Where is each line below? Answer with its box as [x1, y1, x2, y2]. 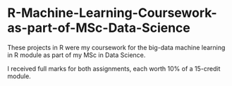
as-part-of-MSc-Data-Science [7, 20, 190, 36]
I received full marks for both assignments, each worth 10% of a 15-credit [7, 64, 221, 73]
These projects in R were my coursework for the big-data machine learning [7, 43, 226, 51]
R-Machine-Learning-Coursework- [7, 5, 217, 21]
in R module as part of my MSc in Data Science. [7, 51, 146, 59]
